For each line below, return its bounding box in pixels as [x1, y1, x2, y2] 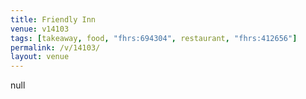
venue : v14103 [10, 24, 70, 34]
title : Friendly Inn [10, 14, 97, 25]
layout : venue [10, 52, 70, 62]
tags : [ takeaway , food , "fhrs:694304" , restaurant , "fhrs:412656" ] [10, 33, 298, 43]
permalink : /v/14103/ [10, 42, 101, 53]
